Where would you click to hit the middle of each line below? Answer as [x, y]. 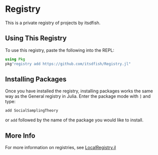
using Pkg [15, 59]
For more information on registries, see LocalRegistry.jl [61, 147]
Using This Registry [36, 38]
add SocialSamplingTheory [32, 111]
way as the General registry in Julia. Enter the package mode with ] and [78, 96]
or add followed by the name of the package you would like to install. [74, 120]
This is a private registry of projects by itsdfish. [53, 23]
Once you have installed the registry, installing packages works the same [79, 91]
